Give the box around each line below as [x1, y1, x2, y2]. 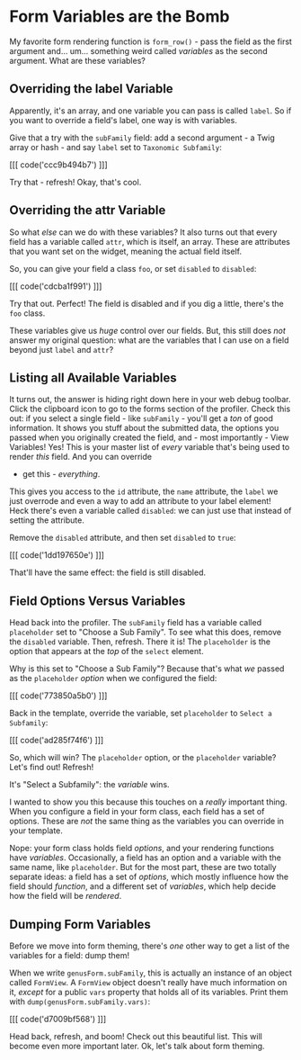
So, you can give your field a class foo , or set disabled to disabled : [9, 263, 257, 274]
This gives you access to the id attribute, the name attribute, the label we [9, 486, 279, 497]
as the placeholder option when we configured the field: [9, 673, 217, 684]
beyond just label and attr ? [9, 344, 114, 355]
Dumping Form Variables [9, 916, 151, 932]
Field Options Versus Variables [9, 593, 186, 608]
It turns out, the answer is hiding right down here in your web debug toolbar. [9, 394, 291, 405]
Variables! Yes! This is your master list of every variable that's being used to [9, 442, 290, 453]
